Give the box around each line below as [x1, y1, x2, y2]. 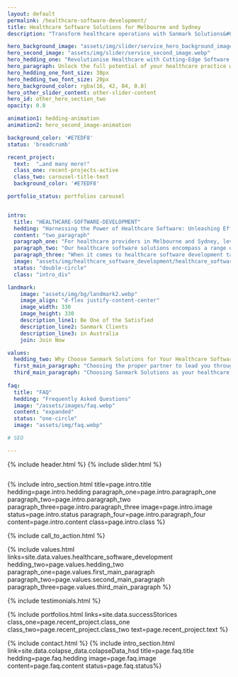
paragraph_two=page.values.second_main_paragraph [7, 575, 165, 584]
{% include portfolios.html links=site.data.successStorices [7, 610, 178, 618]
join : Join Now [20, 336, 65, 343]
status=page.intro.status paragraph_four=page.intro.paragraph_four [7, 510, 206, 518]
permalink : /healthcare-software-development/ [7, 17, 147, 24]
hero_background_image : [7, 43, 78, 50]
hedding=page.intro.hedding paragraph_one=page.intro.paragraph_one [7, 487, 217, 496]
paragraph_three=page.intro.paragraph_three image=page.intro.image [7, 502, 212, 511]
